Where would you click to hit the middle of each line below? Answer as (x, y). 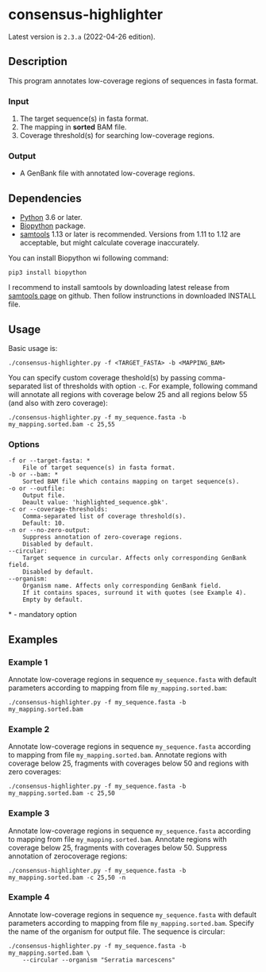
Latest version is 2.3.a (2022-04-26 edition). (82, 37)
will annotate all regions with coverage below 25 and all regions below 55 (128, 394)
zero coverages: (35, 772)
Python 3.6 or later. (51, 218)
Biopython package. (52, 226)
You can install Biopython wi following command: (89, 258)
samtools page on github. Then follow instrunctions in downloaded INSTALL (132, 296)
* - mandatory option (42, 615)
